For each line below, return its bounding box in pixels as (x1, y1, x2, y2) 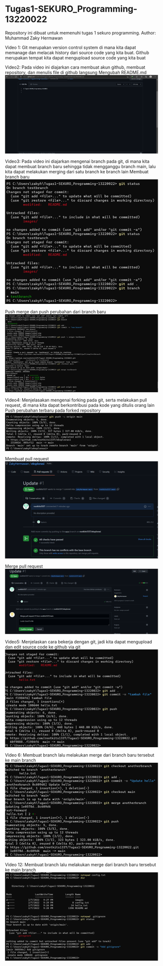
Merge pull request (5, 564, 43, 569)
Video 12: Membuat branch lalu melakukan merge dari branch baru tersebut (5, 862, 156, 868)
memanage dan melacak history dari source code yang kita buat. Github (5, 50, 149, 56)
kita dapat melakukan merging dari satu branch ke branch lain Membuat (5, 169, 149, 174)
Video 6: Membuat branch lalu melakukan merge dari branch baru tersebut (5, 752, 154, 758)
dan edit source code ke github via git (5, 644, 81, 650)
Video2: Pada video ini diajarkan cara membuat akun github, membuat (5, 64, 146, 70)
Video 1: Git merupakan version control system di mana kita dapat (5, 44, 136, 50)
